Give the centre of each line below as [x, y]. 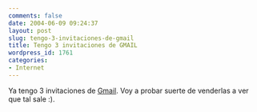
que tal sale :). [32, 99]
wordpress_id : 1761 [41, 53]
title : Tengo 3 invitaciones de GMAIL [73, 46]
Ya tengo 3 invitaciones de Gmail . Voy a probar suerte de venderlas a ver [129, 90]
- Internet [26, 68]
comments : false [35, 16]
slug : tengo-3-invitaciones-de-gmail [71, 38]
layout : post [30, 30]
